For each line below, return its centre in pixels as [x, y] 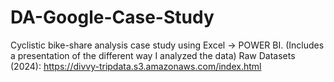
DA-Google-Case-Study [112, 17]
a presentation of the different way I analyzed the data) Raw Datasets [153, 55]
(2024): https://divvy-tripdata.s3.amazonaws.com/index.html [136, 66]
